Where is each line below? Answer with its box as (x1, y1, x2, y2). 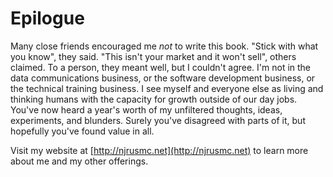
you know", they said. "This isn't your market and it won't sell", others (10, 50, 297, 62)
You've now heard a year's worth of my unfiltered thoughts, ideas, (10, 103, 283, 116)
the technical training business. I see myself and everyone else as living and (10, 82, 324, 94)
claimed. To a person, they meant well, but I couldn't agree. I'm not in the (10, 61, 312, 73)
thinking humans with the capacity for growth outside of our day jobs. (10, 93, 298, 105)
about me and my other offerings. (10, 155, 149, 167)
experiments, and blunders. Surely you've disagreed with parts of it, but (10, 114, 306, 126)
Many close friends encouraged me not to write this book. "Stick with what (10, 40, 319, 52)
